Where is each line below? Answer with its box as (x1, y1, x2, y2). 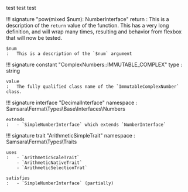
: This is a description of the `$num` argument (6, 51, 132, 57)
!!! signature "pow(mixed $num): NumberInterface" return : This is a (6, 16, 169, 22)
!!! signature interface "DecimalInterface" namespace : (6, 99, 138, 106)
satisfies (6, 175, 30, 181)
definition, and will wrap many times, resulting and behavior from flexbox (6, 28, 182, 35)
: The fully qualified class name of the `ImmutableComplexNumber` (6, 84, 180, 90)
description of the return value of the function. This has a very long (6, 22, 169, 29)
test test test (6, 5, 36, 11)
